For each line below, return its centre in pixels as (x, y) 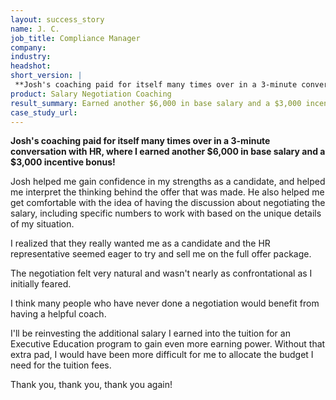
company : (28, 47)
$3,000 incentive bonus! (63, 162)
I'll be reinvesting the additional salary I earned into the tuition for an (150, 333)
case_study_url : (44, 112)
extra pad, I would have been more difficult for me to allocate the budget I (162, 355)
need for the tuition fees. (61, 365)
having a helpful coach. (58, 314)
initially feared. (41, 284)
